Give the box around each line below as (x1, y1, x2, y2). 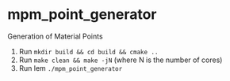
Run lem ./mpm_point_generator (18, 63, 123, 72)
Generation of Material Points (7, 31, 104, 41)
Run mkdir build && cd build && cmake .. (18, 46, 159, 56)
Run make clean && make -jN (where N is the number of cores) (18, 55, 223, 64)
